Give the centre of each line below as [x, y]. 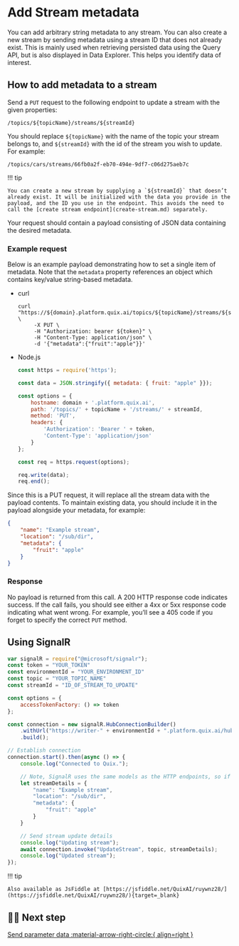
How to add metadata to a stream [83, 85]
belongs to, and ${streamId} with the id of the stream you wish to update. [115, 144]
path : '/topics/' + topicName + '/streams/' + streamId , [117, 409]
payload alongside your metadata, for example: [76, 510]
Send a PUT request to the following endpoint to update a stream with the [114, 102]
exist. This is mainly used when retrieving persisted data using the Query [114, 47]
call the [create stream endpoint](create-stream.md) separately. [108, 209]
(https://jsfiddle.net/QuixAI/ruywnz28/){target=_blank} [94, 896]
